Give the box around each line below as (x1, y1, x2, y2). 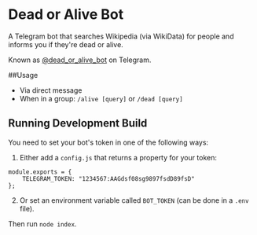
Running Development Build (8, 116, 148, 130)
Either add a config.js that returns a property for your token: (19, 152, 218, 162)
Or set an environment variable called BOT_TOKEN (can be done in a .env (19, 195, 249, 205)
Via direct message (19, 85, 83, 95)
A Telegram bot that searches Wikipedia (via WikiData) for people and (8, 31, 234, 41)
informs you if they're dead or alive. (8, 39, 123, 49)
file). (19, 204, 35, 213)
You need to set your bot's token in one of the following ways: (8, 138, 209, 147)
